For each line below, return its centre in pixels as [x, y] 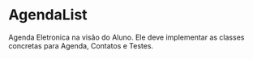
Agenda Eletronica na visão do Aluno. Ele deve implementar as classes [126, 37]
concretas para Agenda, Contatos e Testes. [81, 45]
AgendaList [48, 15]
